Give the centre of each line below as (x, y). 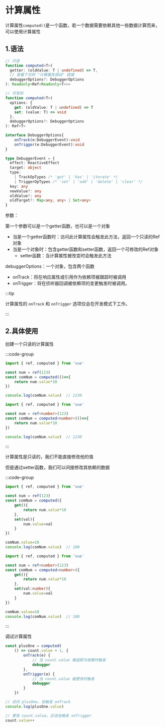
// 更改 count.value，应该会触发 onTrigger (49, 715)
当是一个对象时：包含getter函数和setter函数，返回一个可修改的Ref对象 (86, 249)
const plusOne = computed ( (33, 646)
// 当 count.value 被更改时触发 (63, 679)
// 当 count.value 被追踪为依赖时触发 (69, 660)
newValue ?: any (26, 191)
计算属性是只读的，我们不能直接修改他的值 (49, 457)
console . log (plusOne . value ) (35, 706)
